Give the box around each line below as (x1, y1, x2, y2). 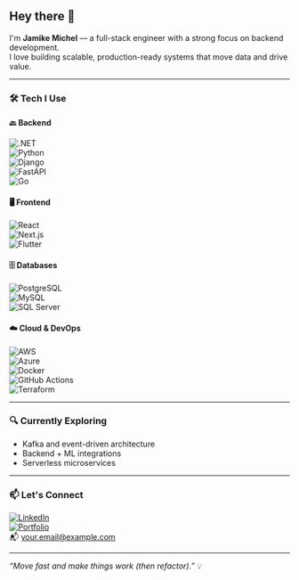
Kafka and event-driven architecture (21, 438, 156, 449)
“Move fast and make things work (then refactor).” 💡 (9, 560, 203, 571)
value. (9, 61, 32, 71)
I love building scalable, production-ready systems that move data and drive (9, 51, 288, 62)
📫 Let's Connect (9, 488, 84, 501)
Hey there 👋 (9, 9, 76, 24)
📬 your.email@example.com (9, 532, 116, 543)
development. (9, 42, 60, 53)
